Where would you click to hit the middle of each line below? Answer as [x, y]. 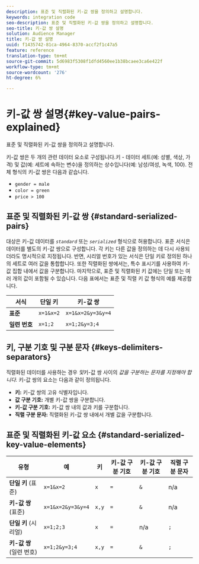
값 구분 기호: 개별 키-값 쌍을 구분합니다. [60, 400]
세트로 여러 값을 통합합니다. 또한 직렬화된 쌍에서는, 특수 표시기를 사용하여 [97, 263]
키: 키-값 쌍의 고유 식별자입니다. [52, 392]
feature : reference [30, 50]
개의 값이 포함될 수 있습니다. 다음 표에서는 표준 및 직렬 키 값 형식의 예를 [94, 278]
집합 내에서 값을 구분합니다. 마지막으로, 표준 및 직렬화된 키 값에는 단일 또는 [98, 271]
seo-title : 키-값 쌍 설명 [35, 28]
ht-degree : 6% [24, 78]
